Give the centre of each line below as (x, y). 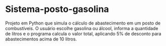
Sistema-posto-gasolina (57, 9)
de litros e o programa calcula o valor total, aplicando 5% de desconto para (83, 33)
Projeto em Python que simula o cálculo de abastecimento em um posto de (83, 23)
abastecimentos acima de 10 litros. (41, 39)
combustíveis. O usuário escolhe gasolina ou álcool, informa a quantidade (82, 28)
